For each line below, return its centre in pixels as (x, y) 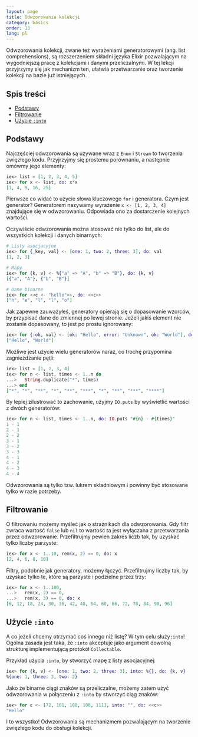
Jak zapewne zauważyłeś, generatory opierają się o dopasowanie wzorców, (98, 312)
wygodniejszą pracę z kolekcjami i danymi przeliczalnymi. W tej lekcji (90, 63)
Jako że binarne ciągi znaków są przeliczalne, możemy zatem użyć (88, 688)
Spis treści (26, 94)
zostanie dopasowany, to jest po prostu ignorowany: (70, 324)
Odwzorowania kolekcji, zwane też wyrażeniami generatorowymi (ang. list (96, 50)
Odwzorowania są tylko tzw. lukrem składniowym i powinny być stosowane (97, 485)
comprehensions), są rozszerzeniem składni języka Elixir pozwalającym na (96, 57)
